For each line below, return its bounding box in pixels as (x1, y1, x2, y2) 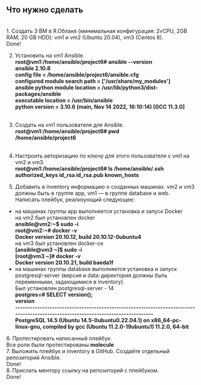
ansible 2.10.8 (14, 65, 51, 72)
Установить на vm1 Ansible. (14, 51, 85, 59)
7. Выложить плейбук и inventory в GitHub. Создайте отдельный (6, 347, 170, 355)
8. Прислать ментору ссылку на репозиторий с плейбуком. (6, 366, 159, 374)
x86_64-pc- (150, 316, 182, 323)
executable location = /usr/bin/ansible (14, 97, 113, 104)
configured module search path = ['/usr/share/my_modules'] (14, 77, 171, 84)
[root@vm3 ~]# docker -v (14, 252, 81, 259)
